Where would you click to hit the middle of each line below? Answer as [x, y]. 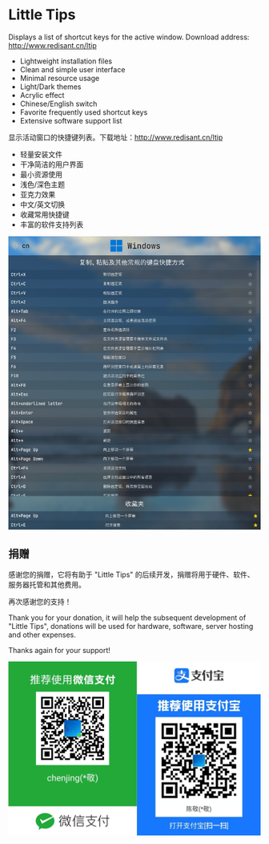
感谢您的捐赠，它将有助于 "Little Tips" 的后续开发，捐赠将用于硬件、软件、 [131, 574]
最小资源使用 [41, 174]
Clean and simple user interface [72, 69]
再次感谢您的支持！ [40, 602]
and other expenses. [42, 635]
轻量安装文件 [41, 154]
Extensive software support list [71, 120]
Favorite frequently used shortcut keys [84, 112]
